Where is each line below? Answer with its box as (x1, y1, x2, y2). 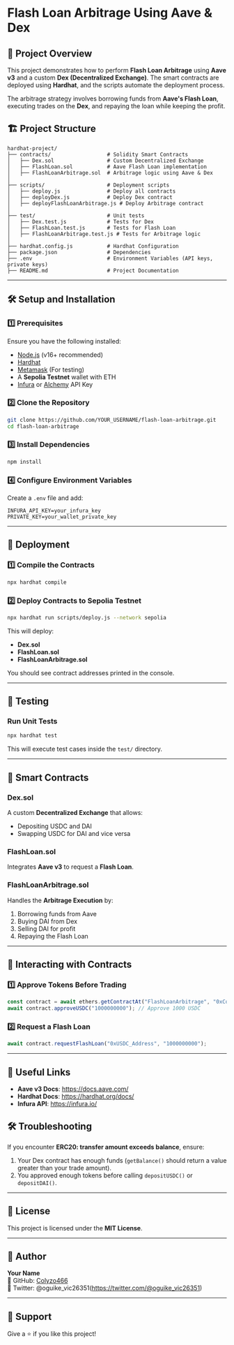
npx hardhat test (7, 732, 58, 740)
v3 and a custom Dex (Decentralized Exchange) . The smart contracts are (7, 73, 219, 82)
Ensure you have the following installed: (7, 337, 122, 345)
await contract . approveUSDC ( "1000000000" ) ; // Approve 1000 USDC (7, 1005, 201, 1012)
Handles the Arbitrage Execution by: (7, 896, 114, 904)
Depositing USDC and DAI (17, 822, 92, 830)
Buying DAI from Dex (17, 917, 78, 925)
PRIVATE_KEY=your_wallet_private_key (7, 513, 117, 521)
